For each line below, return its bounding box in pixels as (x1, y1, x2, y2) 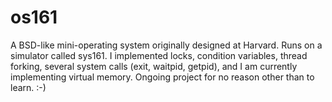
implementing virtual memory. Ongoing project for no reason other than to (10, 71, 315, 83)
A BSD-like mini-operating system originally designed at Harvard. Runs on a (10, 39, 323, 51)
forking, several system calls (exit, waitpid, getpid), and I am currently (10, 60, 298, 72)
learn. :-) (10, 81, 47, 93)
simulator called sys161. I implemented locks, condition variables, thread (10, 49, 308, 61)
